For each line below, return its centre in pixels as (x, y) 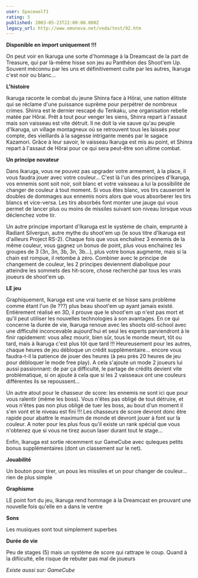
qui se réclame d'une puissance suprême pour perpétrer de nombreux (92, 105)
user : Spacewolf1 (27, 12)
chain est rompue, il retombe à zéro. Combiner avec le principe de (87, 258)
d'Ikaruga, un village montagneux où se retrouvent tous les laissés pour (93, 129)
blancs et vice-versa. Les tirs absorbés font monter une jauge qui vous (92, 203)
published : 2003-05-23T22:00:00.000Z (53, 22)
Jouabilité (19, 460)
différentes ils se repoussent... (43, 381)
